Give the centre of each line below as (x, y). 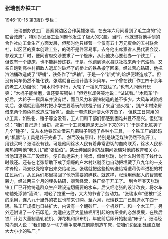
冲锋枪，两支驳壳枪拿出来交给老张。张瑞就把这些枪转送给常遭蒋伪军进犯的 (82, 169)
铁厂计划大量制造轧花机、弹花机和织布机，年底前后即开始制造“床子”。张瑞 (82, 219)
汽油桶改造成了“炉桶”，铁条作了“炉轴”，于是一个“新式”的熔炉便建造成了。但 (83, 74)
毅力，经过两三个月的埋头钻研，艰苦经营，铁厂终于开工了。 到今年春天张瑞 (82, 181)
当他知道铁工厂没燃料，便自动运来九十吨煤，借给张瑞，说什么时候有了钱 (79, 156)
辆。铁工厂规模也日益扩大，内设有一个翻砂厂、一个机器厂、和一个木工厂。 (82, 206)
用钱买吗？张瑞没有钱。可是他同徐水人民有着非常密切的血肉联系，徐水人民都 (84, 144)
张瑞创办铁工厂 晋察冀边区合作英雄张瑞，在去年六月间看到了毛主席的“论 (88, 31)
